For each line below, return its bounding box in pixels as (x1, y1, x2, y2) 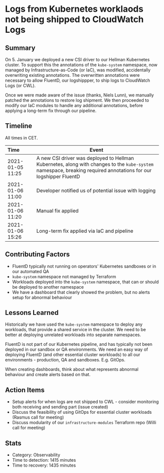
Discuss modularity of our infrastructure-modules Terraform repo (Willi (12, 420, 156, 426)
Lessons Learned (5, 309, 59, 317)
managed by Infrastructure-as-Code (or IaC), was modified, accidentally (5, 67, 151, 73)
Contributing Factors (5, 250, 70, 259)
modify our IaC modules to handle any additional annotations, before (5, 103, 143, 108)
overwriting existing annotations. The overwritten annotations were (5, 72, 140, 78)
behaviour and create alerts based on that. (5, 372, 91, 378)
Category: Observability (12, 452, 61, 458)
